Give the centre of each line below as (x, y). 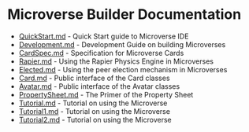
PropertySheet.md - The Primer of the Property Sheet (106, 94)
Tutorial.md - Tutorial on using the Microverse (93, 103)
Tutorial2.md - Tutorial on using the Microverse (95, 119)
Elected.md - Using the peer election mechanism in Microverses (123, 69)
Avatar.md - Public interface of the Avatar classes (99, 86)
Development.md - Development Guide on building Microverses (122, 44)
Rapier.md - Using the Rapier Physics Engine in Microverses (116, 61)
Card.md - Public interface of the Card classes (94, 78)
